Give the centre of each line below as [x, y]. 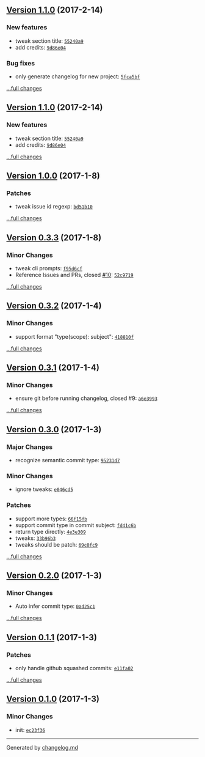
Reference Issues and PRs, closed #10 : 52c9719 [74, 275]
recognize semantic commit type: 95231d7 [67, 460]
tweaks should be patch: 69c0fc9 [56, 544]
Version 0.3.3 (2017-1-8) [54, 238]
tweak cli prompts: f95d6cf [49, 268]
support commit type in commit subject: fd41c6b [76, 525]
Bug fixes [21, 63]
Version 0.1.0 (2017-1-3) [53, 699]
